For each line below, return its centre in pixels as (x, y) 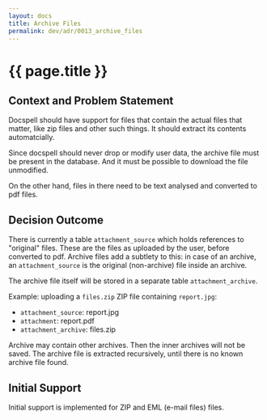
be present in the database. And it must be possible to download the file (128, 162)
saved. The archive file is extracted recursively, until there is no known (126, 354)
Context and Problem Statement (91, 101)
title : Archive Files (45, 23)
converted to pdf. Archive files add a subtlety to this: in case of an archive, (132, 257)
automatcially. (32, 138)
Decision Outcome (56, 220)
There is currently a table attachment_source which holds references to (126, 240)
